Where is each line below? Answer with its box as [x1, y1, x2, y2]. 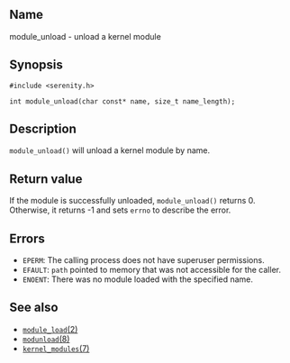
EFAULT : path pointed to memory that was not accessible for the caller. [22, 265, 282, 276]
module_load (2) [22, 323, 78, 334]
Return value [9, 171, 83, 186]
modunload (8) [22, 333, 70, 344]
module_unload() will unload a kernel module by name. [9, 145, 211, 156]
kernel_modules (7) [22, 342, 90, 354]
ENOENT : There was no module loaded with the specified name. [22, 274, 254, 285]
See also [9, 300, 59, 315]
